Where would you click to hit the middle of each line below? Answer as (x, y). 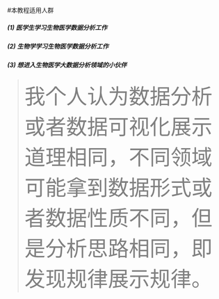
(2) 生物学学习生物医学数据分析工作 (58, 46)
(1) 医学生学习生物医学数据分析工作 (57, 27)
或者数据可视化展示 (118, 127)
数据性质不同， (118, 218)
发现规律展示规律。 (118, 278)
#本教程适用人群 (31, 10)
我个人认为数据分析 (118, 96)
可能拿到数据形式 (108, 187)
